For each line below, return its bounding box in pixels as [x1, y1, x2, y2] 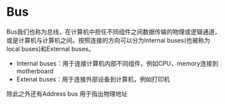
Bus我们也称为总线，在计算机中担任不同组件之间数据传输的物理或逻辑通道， [6, 27, 221, 36]
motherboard [16, 66, 54, 75]
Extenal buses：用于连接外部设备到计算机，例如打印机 [16, 75, 170, 83]
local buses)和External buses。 [6, 44, 95, 53]
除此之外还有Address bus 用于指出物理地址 [6, 90, 128, 98]
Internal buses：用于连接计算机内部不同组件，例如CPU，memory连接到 [16, 59, 219, 67]
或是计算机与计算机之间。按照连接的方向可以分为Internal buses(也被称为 [6, 36, 211, 44]
